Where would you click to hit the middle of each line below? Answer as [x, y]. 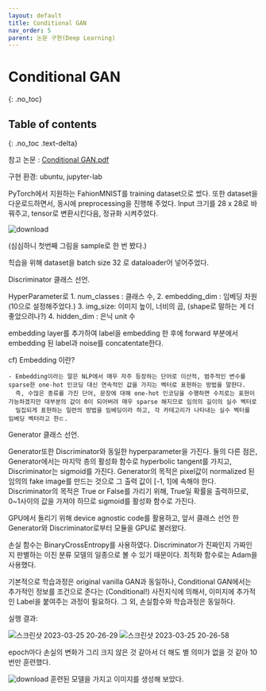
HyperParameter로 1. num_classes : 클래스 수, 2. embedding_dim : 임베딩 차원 [133, 296]
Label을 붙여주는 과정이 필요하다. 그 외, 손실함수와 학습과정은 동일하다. [126, 602]
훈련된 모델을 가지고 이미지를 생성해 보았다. [117, 679]
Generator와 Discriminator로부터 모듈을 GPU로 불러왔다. [97, 528]
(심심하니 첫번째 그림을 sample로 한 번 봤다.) [77, 246]
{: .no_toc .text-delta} [43, 143]
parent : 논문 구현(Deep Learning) [62, 38]
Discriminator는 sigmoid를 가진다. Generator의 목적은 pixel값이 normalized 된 [132, 471]
